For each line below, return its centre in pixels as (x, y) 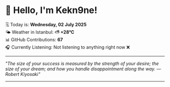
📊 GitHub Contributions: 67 (34, 39)
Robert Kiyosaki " (23, 74)
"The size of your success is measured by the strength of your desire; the (82, 63)
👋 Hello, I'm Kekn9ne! (51, 10)
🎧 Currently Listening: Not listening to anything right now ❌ (68, 47)
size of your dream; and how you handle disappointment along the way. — (83, 69)
